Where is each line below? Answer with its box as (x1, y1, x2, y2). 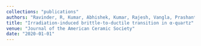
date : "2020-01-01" (6, 31, 55, 37)
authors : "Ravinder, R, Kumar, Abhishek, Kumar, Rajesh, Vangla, (6, 14, 172, 20)
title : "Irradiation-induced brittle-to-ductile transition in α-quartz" (6, 20, 194, 26)
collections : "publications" (6, 8, 79, 15)
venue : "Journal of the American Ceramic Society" (6, 25, 135, 32)
